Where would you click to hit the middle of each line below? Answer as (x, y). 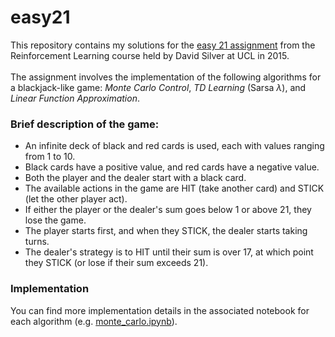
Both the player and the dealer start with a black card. (135, 178)
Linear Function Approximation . (75, 98)
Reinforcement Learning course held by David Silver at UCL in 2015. (150, 55)
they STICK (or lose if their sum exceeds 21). (116, 263)
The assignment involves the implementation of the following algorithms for (166, 77)
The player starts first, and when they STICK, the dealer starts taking (166, 231)
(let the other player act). (76, 199)
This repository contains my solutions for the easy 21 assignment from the (163, 45)
